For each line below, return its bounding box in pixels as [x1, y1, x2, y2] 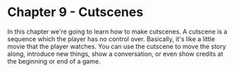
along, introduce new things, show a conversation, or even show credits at [7, 50, 223, 58]
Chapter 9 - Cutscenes [7, 4, 144, 20]
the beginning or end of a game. [7, 57, 101, 65]
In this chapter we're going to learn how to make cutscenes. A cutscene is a [7, 27, 228, 36]
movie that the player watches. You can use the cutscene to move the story [7, 42, 227, 50]
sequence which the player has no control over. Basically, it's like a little [7, 34, 216, 43]
